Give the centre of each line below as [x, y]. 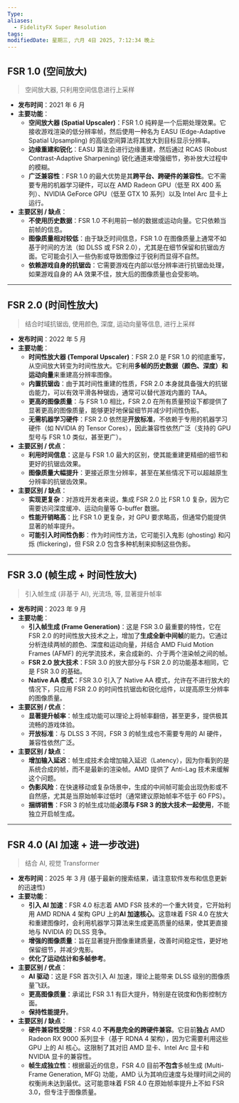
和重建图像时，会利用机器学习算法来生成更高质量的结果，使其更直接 [128, 923]
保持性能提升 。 [50, 1012]
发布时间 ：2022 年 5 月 [52, 338]
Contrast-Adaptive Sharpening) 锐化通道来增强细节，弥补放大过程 [125, 158]
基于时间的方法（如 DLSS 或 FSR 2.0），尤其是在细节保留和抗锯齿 [123, 247]
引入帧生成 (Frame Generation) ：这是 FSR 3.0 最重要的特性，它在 [125, 626]
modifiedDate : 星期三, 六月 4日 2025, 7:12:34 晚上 [81, 41]
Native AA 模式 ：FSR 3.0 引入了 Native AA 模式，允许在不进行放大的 [129, 680]
